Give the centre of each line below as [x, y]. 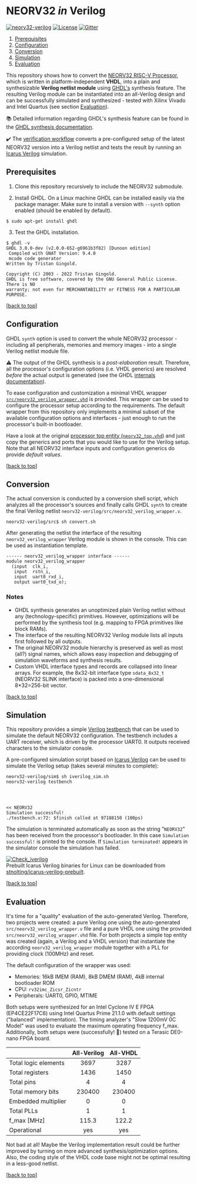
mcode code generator [35, 258]
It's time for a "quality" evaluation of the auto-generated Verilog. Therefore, [97, 916]
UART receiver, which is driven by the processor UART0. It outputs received [98, 742]
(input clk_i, [30, 567]
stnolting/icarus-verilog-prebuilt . [46, 872]
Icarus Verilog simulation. [37, 153]
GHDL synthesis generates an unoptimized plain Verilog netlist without [100, 610]
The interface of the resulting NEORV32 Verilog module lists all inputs [99, 635]
